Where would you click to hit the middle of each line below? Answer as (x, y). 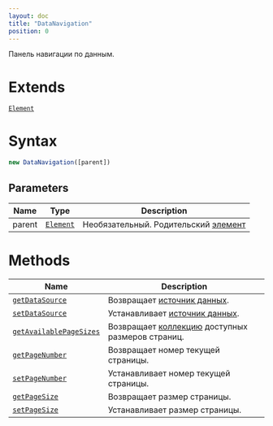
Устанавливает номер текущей (169, 373)
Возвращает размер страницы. (169, 397)
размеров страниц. (146, 337)
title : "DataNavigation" (50, 24)
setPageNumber (40, 378)
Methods (39, 261)
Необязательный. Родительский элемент (164, 224)
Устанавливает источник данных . (173, 313)
